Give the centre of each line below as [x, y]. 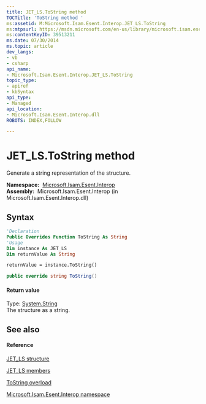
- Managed [19, 103]
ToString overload [29, 382]
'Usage [15, 243]
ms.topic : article [30, 47]
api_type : [19, 97]
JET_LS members [29, 370]
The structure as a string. [38, 310]
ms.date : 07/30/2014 [33, 40]
